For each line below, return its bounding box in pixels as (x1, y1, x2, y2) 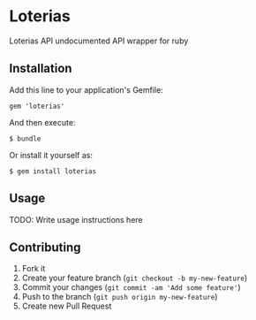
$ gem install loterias (9, 166, 97, 176)
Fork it (21, 263, 46, 274)
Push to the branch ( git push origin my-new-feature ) (21, 292, 218, 302)
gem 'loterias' (9, 102, 65, 110)
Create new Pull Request (21, 301, 112, 311)
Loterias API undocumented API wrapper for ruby (9, 35, 189, 46)
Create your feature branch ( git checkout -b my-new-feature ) (21, 272, 248, 284)
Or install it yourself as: (9, 149, 93, 160)
